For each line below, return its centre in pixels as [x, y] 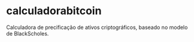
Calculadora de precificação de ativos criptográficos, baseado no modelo [97, 27]
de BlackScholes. [28, 33]
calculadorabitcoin [54, 11]
